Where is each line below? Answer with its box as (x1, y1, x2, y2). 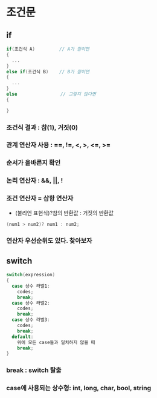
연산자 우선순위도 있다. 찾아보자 (6, 237, 92, 245)
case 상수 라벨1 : (11, 283, 50, 289)
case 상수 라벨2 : (11, 300, 50, 306)
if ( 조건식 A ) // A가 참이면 (6, 46, 89, 52)
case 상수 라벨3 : (11, 317, 50, 323)
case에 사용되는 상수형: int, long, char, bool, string (6, 384, 152, 393)
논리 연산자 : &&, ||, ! (6, 176, 63, 185)
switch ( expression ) (6, 272, 56, 278)
